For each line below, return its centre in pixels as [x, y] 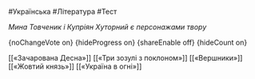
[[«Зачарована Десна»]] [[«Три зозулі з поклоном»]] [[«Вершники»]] [126, 58]
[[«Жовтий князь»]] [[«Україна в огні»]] [75, 66]
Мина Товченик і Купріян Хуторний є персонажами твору [108, 27]
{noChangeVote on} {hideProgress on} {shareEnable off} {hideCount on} [128, 42]
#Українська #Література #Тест [63, 12]
